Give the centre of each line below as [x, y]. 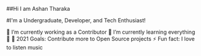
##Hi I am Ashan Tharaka [38, 9]
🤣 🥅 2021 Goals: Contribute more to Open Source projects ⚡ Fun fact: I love [101, 39]
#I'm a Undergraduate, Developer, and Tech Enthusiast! [76, 20]
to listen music [25, 47]
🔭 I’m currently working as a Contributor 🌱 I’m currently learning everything [101, 32]
